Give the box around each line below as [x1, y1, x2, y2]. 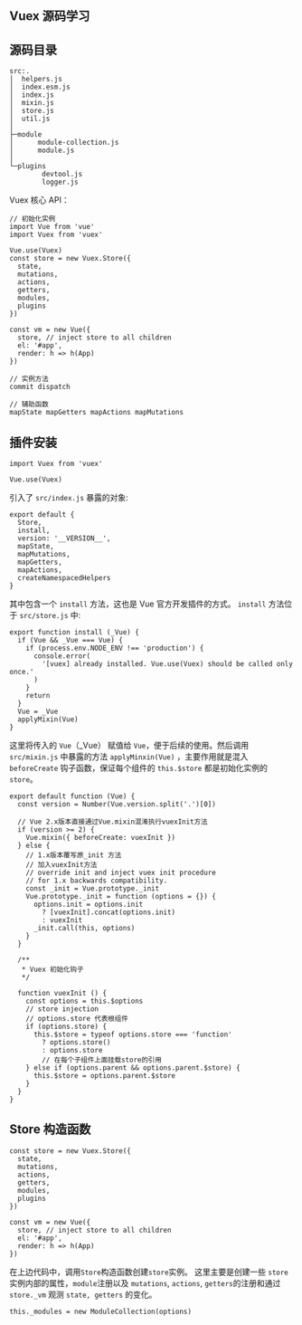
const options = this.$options [25, 996, 144, 1006]
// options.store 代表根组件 [25, 1015, 128, 1024]
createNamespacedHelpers [17, 574, 111, 583]
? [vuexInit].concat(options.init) [42, 908, 176, 917]
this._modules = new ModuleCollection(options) [9, 1307, 193, 1316]
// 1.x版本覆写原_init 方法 [25, 851, 122, 860]
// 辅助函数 [9, 400, 50, 409]
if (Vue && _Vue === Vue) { [17, 636, 124, 645]
